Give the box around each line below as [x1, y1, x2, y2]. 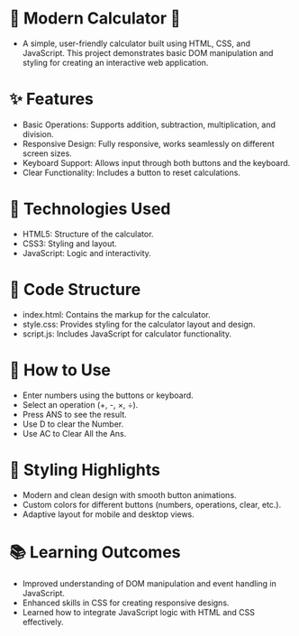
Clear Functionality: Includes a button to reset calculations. [22, 167, 241, 178]
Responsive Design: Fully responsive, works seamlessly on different [22, 138, 275, 149]
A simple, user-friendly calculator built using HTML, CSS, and [22, 38, 250, 49]
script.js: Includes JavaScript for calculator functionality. [22, 328, 232, 339]
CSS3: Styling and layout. [22, 238, 117, 249]
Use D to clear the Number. [22, 419, 124, 429]
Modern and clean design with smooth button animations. [22, 489, 237, 500]
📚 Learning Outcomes [9, 541, 182, 562]
